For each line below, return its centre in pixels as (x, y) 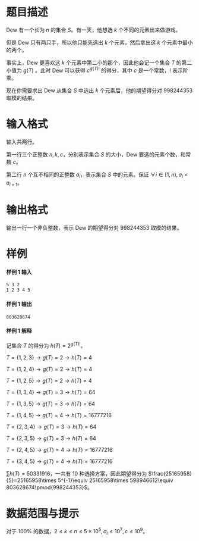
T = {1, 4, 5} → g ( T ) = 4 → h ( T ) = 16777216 (59, 415)
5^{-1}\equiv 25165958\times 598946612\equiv (116, 480)
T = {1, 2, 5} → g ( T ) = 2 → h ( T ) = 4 (49, 380)
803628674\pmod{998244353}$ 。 (50, 487)
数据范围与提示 (43, 513)
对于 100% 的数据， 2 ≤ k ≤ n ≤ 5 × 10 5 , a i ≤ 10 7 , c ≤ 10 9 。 (77, 531)
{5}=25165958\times (31, 480)
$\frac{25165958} (170, 473)
